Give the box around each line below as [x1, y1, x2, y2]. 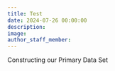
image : [7, 30, 27, 37]
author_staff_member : [7, 37, 72, 44]
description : [7, 23, 46, 30]
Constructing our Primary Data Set [7, 56, 109, 64]
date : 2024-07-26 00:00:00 [7, 17, 87, 24]
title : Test [7, 10, 43, 18]
